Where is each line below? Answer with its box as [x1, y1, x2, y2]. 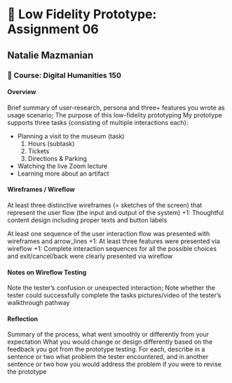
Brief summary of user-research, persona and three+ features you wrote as [7, 103, 226, 112]
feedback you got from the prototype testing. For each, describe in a [7, 345, 205, 353]
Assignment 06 [7, 21, 100, 37]
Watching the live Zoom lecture [17, 162, 108, 170]
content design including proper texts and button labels [7, 216, 168, 224]
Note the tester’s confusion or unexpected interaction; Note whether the [7, 284, 216, 292]
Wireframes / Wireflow [7, 186, 75, 194]
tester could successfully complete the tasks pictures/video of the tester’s [7, 291, 221, 299]
